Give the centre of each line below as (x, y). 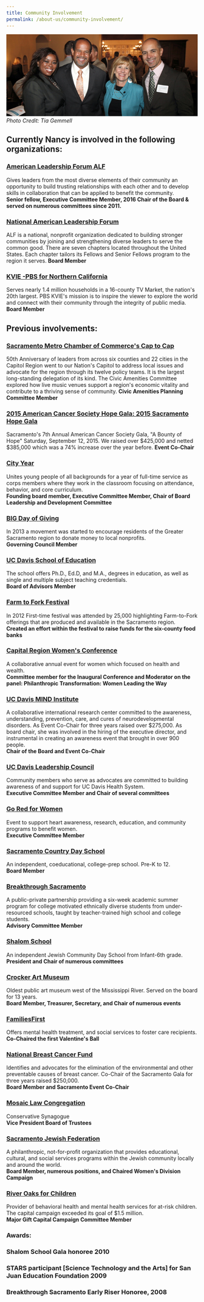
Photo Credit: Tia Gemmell (39, 121)
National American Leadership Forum (63, 221)
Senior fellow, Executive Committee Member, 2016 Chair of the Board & (98, 199)
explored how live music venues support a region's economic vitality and (98, 385)
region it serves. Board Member (46, 261)
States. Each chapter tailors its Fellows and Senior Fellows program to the (98, 254)
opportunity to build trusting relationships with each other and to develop (98, 186)
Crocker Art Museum (38, 977)
